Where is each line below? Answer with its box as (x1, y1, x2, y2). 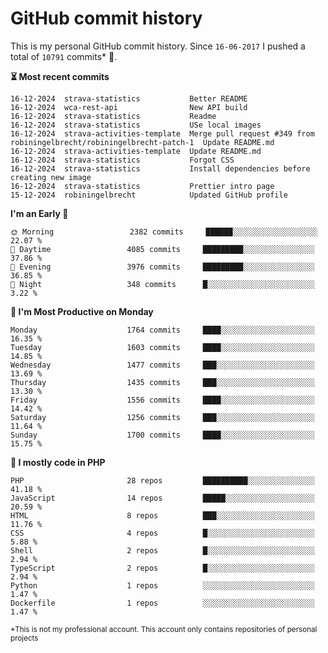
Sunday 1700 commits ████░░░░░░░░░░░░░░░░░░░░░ (10, 430, 315, 440)
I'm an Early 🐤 (10, 207, 69, 219)
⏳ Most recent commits (10, 70, 110, 82)
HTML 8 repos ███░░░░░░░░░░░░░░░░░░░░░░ (10, 510, 315, 521)
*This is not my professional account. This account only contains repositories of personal (10, 624, 318, 634)
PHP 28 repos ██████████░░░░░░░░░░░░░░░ (10, 475, 315, 486)
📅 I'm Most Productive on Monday (10, 305, 154, 317)
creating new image (10, 172, 92, 182)
